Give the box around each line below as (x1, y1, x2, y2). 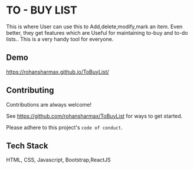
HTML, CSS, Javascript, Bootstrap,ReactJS (6, 157, 111, 164)
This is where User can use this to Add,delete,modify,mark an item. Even (6, 23, 183, 30)
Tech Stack (6, 141, 48, 151)
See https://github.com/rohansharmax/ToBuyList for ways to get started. (6, 112, 183, 120)
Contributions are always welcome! (6, 101, 92, 108)
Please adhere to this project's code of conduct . (6, 124, 123, 131)
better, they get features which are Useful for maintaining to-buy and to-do (6, 29, 188, 36)
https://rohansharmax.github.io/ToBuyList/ (6, 68, 109, 75)
